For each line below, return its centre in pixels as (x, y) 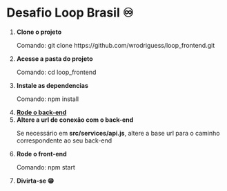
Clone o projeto (39, 32)
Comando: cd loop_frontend (56, 72)
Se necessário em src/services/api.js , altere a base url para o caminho (118, 133)
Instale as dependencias (52, 85)
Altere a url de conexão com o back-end (75, 120)
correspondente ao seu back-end (64, 140)
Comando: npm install (48, 99)
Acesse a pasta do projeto (55, 58)
